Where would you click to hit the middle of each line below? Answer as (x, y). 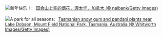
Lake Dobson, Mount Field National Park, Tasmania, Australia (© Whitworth (81, 24)
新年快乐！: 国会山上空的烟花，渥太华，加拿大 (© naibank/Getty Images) (84, 8)
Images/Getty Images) (28, 29)
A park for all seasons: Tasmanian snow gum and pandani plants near (81, 19)
